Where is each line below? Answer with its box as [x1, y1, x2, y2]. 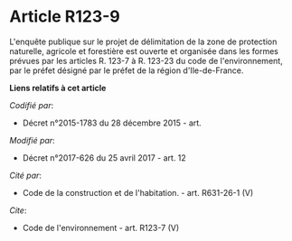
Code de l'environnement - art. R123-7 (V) [22, 222, 180, 233]
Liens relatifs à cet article [9, 82, 107, 93]
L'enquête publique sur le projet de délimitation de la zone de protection [9, 36, 278, 47]
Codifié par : [9, 99, 54, 110]
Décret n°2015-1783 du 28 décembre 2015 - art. [22, 117, 202, 128]
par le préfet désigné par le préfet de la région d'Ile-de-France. [9, 65, 244, 76]
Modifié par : [9, 134, 56, 145]
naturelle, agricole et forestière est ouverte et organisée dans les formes [9, 45, 278, 56]
